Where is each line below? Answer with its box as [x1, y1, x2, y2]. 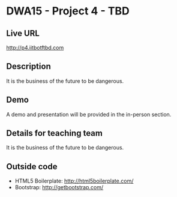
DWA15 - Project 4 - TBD [6, 4, 130, 18]
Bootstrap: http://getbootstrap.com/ [14, 184, 104, 191]
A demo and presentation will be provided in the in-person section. [6, 111, 172, 118]
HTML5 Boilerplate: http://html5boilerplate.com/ [14, 177, 134, 184]
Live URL [6, 28, 40, 38]
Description [6, 61, 51, 71]
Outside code [6, 161, 58, 172]
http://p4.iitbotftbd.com [6, 44, 64, 51]
